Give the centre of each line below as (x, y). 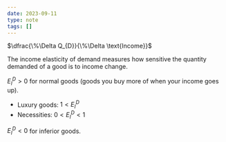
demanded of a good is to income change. (67, 67)
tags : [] (20, 26)
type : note (23, 20)
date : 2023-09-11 (32, 13)
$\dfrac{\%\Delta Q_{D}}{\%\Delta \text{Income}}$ (79, 46)
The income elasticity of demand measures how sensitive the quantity (107, 59)
